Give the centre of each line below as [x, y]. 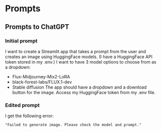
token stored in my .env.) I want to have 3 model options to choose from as [81, 62]
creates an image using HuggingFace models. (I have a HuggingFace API [79, 57]
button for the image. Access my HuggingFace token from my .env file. [84, 92]
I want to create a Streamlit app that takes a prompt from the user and [76, 51]
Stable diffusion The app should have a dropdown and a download [80, 87]
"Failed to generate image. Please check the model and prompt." [73, 125]
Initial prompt [21, 41]
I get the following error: [29, 116]
